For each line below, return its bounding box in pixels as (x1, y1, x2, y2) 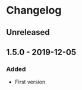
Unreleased (6, 27, 51, 37)
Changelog (6, 4, 62, 17)
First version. (14, 78, 48, 86)
